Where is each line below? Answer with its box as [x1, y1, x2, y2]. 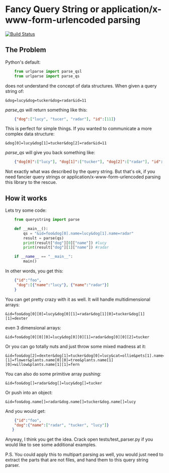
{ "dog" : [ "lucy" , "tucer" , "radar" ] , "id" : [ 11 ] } [14, 116, 116, 122]
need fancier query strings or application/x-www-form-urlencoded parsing [5, 174, 161, 180]
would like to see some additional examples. [5, 442, 97, 448]
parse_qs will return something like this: [5, 107, 88, 113]
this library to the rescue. [5, 179, 57, 185]
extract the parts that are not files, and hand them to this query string [5, 457, 148, 463]
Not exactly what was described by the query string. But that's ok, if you [5, 168, 155, 175]
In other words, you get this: [5, 268, 64, 274]
